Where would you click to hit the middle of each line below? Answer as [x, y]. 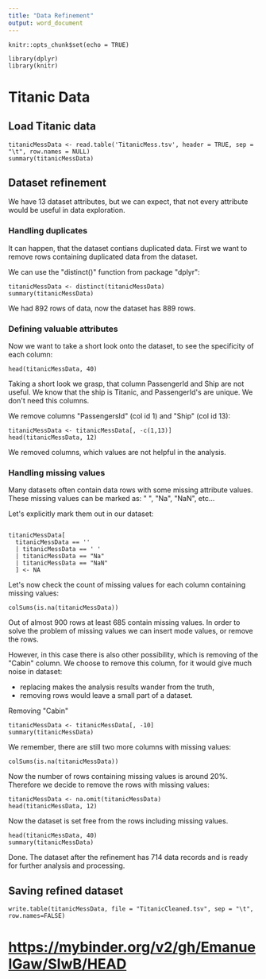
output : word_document [46, 23]
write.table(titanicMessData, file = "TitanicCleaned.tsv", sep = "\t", [131, 909]
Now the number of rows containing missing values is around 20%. [118, 777]
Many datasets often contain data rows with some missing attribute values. [131, 490]
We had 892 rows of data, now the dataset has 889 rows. [102, 308]
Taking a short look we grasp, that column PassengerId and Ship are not [126, 384]
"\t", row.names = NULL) [49, 152]
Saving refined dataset [66, 890]
